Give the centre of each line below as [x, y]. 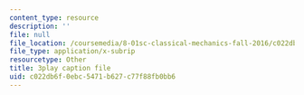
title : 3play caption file [60, 69]
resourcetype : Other [48, 60]
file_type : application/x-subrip [72, 52]
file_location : [38, 43]
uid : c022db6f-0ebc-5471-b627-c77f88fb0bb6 [93, 77]
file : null [30, 34]
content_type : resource [54, 18]
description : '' [40, 26]
